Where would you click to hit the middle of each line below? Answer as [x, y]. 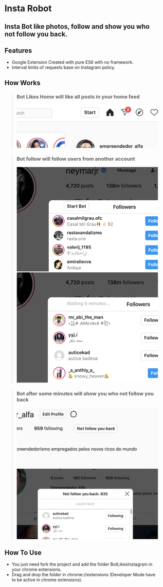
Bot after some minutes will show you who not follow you [85, 394]
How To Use [23, 553]
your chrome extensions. [36, 569]
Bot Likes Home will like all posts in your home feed [78, 96]
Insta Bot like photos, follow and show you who [77, 27]
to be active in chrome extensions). [47, 580]
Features [18, 50]
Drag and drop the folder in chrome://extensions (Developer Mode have [83, 575]
